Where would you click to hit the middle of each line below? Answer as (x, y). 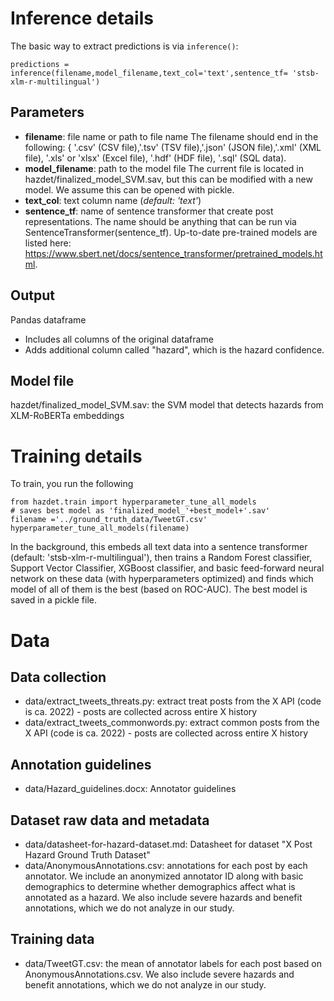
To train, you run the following (72, 484)
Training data (52, 939)
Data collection (58, 677)
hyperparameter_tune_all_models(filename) (100, 528)
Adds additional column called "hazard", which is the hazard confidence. (174, 349)
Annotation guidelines (81, 764)
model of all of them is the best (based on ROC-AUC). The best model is (159, 589)
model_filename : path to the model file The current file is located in (164, 168)
